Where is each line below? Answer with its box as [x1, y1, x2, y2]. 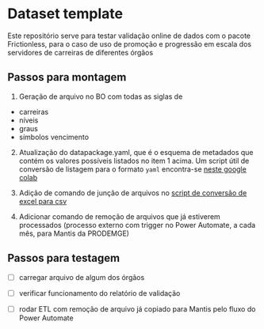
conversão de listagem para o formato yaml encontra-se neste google [18, 164, 247, 174]
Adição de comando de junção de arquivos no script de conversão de [18, 187, 247, 198]
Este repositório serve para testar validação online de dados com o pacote [7, 31, 251, 40]
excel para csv [18, 196, 67, 206]
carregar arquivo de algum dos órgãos [18, 272, 145, 282]
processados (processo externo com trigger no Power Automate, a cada [18, 220, 256, 229]
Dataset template [7, 5, 124, 23]
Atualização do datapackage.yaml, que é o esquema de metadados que [18, 147, 254, 157]
